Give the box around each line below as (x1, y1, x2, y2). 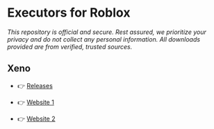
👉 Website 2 (17, 114, 56, 123)
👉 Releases (17, 81, 53, 89)
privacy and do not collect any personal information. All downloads (7, 35, 200, 43)
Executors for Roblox (7, 5, 131, 21)
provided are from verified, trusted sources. (7, 42, 133, 51)
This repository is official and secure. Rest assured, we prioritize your (7, 28, 206, 36)
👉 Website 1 (17, 98, 54, 106)
